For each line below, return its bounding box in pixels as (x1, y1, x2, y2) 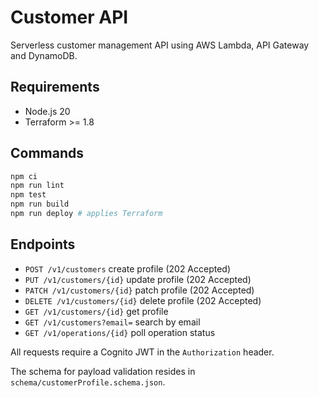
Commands (10, 145, 85, 162)
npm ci (10, 171, 38, 181)
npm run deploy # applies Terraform (10, 209, 163, 219)
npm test (10, 190, 47, 200)
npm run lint (10, 181, 65, 191)
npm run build (10, 199, 70, 210)
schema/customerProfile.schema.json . (10, 376, 166, 388)
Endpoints (10, 236, 76, 253)
